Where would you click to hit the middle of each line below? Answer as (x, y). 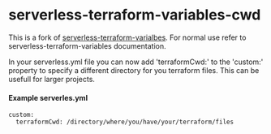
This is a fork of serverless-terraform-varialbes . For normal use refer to (127, 37)
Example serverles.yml (48, 97)
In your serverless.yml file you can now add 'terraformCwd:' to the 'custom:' (136, 62)
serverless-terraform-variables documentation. (87, 45)
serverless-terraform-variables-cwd (135, 15)
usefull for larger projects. (52, 79)
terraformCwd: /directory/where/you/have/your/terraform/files (125, 122)
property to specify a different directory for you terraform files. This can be (134, 70)
